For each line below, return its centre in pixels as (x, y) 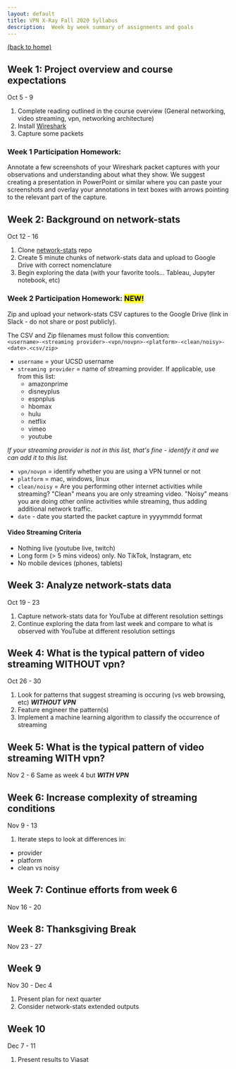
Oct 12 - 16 (23, 237)
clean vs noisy (38, 868)
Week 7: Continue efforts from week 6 (92, 890)
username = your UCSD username (66, 361)
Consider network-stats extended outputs (78, 1007)
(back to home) (30, 47)
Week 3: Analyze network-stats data (89, 585)
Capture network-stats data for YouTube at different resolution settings (120, 616)
